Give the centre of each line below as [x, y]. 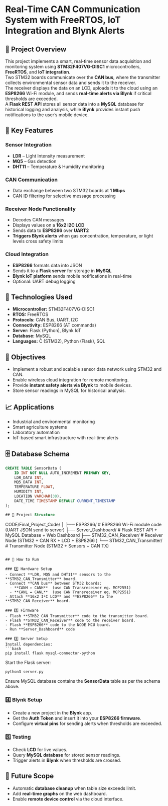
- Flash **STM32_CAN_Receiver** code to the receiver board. [70, 620]
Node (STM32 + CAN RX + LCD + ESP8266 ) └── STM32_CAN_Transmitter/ [84, 540]
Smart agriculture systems [40, 427]
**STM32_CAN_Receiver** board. [38, 601]
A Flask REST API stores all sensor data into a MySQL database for [75, 104]
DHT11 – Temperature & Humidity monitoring [58, 167]
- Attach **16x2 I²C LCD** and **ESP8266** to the [59, 596]
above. [12, 687]
